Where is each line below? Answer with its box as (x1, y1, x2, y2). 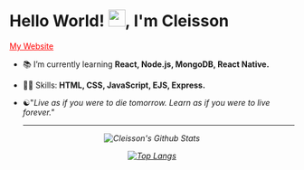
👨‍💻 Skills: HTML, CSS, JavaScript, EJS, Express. (22, 80, 206, 90)
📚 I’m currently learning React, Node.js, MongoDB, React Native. (22, 59, 270, 70)
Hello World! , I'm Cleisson (9, 11, 229, 32)
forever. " (22, 107, 55, 118)
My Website (9, 41, 54, 52)
